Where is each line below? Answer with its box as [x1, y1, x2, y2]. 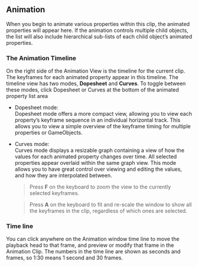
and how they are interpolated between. [14, 172, 112, 179]
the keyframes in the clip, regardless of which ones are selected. [29, 207, 187, 214]
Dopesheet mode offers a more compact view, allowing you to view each [14, 110, 192, 118]
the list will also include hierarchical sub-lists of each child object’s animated [6, 32, 193, 40]
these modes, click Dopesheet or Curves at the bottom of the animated [6, 86, 179, 93]
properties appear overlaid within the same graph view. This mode [14, 159, 176, 167]
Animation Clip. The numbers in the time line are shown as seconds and [6, 248, 181, 255]
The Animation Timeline [6, 54, 77, 62]
